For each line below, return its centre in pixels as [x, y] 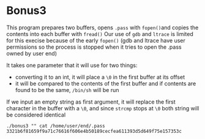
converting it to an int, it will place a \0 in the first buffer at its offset [100, 77]
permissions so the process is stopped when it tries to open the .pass [94, 47]
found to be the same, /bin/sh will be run [67, 90]
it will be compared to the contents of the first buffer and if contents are [106, 84]
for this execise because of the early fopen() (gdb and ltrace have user [96, 40]
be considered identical [36, 115]
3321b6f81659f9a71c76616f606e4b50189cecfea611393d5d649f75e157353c [94, 131]
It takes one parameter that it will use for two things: [72, 65]
